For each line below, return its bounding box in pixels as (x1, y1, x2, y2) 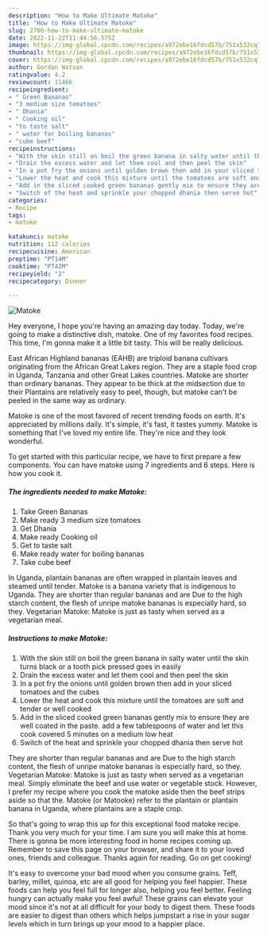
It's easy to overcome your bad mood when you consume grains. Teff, (8, 868, 238, 878)
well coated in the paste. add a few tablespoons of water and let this (19, 721, 244, 731)
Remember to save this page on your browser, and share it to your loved (8, 845, 245, 854)
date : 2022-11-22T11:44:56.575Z (8, 33, 115, 42)
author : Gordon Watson (8, 64, 83, 72)
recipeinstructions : (8, 145, 77, 153)
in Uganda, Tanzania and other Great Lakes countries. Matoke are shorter (8, 370, 249, 380)
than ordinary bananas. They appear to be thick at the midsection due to (8, 379, 246, 389)
